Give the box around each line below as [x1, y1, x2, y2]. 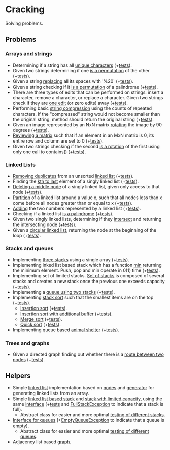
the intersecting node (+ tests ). [12, 221, 77, 228]
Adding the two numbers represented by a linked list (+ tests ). [12, 205, 141, 211]
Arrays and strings [5, 50, 52, 58]
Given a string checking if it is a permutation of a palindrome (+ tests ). [12, 83, 158, 90]
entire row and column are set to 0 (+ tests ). [12, 137, 104, 144]
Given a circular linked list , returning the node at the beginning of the [12, 227, 157, 233]
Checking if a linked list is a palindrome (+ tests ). [12, 210, 114, 217]
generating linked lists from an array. [12, 390, 90, 397]
